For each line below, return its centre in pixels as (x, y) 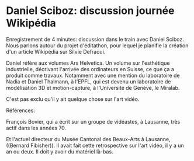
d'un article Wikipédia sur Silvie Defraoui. (56, 51)
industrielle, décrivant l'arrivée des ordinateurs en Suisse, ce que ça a (90, 69)
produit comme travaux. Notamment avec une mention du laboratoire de (93, 75)
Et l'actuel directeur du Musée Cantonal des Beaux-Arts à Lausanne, (88, 139)
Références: (20, 110)
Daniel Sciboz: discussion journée (90, 11)
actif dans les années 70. (36, 128)
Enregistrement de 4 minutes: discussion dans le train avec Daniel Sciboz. (95, 39)
